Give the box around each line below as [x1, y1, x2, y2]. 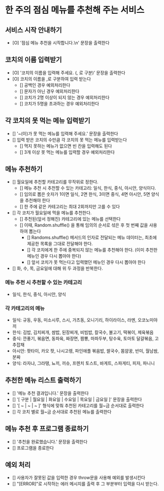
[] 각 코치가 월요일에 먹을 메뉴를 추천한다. [12, 210, 92, 216]
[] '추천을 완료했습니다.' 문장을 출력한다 [12, 439, 88, 445]
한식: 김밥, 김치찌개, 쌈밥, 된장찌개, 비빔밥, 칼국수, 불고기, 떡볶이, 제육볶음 [12, 329, 154, 335]
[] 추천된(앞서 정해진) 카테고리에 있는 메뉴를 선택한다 [19, 216, 121, 222]
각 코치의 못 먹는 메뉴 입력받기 [5, 117, 91, 125]
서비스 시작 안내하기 [5, 26, 62, 34]
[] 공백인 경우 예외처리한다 [19, 82, 70, 88]
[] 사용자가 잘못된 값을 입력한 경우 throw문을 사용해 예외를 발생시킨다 [12, 475, 145, 481]
